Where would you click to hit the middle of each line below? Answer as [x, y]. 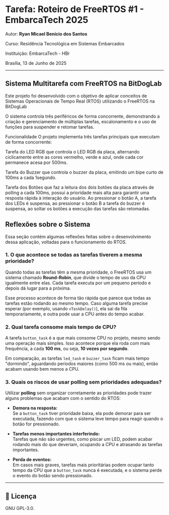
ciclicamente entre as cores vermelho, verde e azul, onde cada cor [74, 157]
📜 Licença [21, 496]
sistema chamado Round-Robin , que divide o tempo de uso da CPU [75, 277]
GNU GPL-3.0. [20, 508]
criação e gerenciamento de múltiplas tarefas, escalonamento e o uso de [81, 121]
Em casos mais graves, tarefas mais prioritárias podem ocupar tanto [83, 465]
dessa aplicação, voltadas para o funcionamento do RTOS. [66, 242]
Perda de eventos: [32, 460]
